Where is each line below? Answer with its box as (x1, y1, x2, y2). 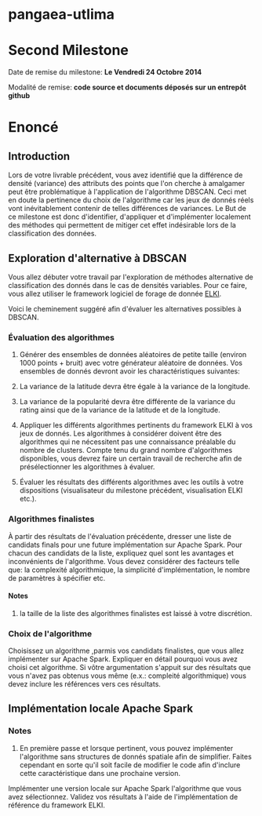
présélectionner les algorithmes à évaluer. (19, 462, 155, 472)
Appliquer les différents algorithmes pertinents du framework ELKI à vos (19, 421, 253, 430)
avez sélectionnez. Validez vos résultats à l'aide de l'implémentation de (8, 792, 238, 801)
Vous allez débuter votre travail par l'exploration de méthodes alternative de (8, 272, 253, 282)
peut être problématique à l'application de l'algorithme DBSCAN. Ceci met (8, 187, 247, 197)
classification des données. (8, 229, 96, 239)
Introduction (8, 149, 71, 162)
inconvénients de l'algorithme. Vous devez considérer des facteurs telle (8, 556, 240, 566)
